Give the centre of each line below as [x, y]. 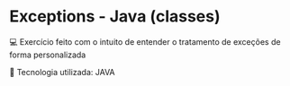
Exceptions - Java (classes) [115, 17]
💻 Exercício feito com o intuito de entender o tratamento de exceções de [145, 41]
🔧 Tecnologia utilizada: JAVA [62, 72]
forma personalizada [48, 55]
